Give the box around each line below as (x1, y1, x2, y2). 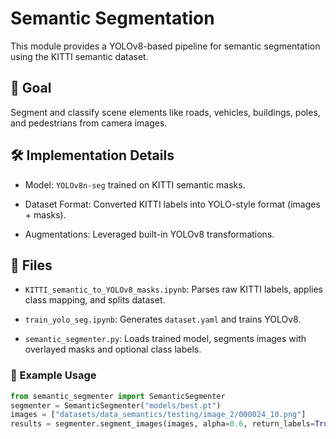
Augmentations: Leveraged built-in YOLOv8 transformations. (24, 228, 275, 240)
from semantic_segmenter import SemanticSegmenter (10, 391, 226, 401)
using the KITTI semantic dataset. (10, 50, 149, 62)
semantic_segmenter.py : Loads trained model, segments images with (24, 333, 307, 345)
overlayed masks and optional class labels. (24, 343, 202, 356)
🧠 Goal (10, 80, 52, 97)
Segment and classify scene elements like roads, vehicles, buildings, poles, (10, 106, 321, 118)
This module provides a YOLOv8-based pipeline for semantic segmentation (10, 40, 321, 52)
